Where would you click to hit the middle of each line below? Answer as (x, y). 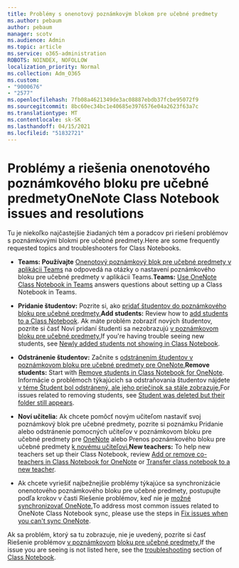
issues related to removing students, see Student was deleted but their (121, 395)
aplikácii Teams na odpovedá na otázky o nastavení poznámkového (116, 269)
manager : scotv (30, 34)
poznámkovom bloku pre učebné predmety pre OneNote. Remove (113, 365)
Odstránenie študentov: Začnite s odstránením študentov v (105, 358)
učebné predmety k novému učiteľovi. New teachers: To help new (114, 447)
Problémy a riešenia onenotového (109, 168)
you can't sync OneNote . (54, 521)
